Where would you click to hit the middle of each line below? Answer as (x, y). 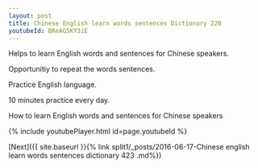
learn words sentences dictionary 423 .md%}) (85, 156)
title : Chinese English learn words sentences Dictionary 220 (115, 23)
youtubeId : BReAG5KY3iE (48, 31)
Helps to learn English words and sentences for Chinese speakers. (119, 54)
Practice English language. (52, 84)
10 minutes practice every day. (59, 100)
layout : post (30, 16)
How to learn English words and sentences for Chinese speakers (116, 116)
